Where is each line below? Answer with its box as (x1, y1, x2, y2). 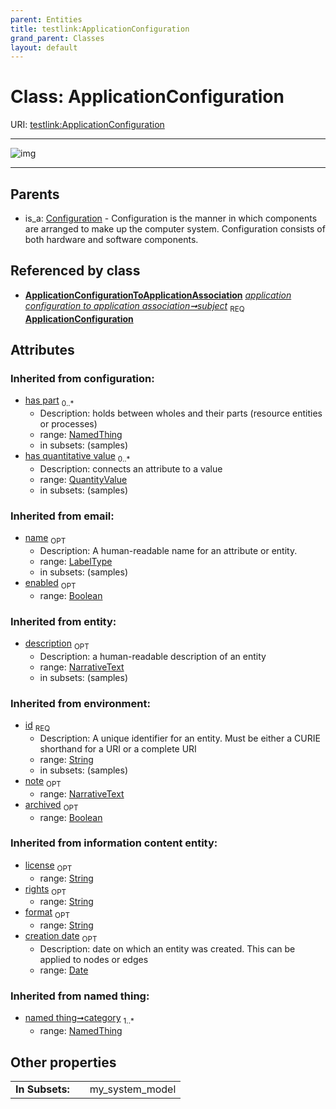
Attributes (10, 342, 75, 358)
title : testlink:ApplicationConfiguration (10, 24, 190, 34)
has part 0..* (24, 394, 75, 409)
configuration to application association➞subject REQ (24, 299, 245, 314)
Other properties (10, 1054, 117, 1071)
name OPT (24, 532, 67, 546)
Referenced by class (10, 262, 141, 280)
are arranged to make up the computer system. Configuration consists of (24, 223, 326, 235)
